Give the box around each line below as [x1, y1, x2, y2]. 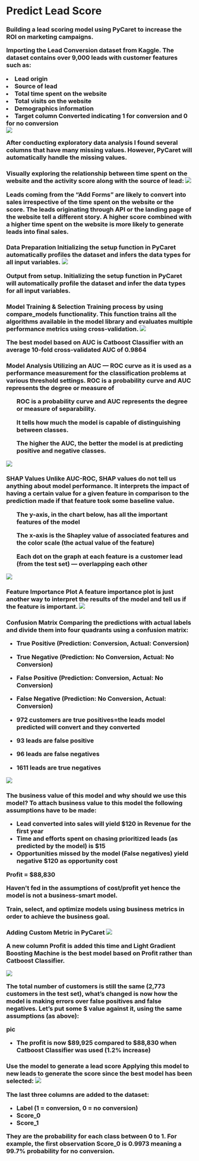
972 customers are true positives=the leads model [16, 716, 165, 724]
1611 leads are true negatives [16, 763, 102, 771]
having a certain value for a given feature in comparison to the [6, 489, 189, 498]
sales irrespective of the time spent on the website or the [6, 198, 174, 206]
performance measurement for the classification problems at [6, 369, 187, 378]
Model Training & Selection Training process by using [6, 302, 163, 311]
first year [16, 827, 44, 836]
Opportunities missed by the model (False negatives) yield [16, 849, 189, 858]
